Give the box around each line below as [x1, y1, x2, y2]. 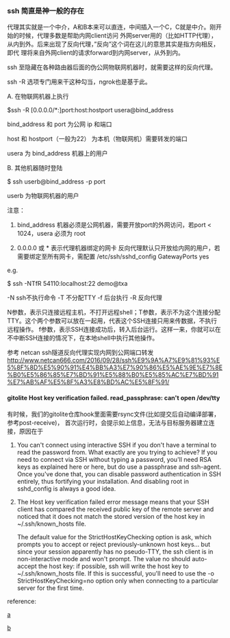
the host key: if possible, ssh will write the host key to [38, 562, 190, 570]
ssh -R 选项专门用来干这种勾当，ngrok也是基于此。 [7, 77, 152, 86]
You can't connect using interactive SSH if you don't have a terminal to [16, 441, 217, 449]
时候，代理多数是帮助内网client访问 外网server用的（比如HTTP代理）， [18, 32, 218, 40]
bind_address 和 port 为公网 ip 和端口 [7, 120, 112, 128]
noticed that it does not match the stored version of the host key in [16, 512, 205, 520]
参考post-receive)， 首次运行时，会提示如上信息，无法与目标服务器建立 [7, 418, 209, 426]
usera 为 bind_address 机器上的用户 [7, 149, 108, 158]
